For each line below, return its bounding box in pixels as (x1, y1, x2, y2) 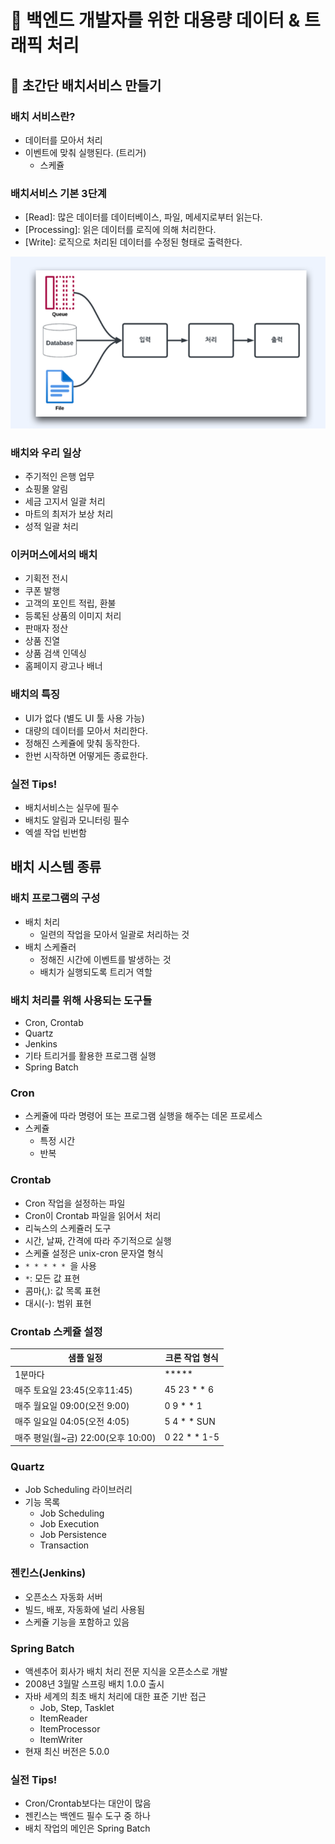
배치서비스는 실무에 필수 (24, 802, 120, 814)
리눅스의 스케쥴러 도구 (24, 1222, 112, 1234)
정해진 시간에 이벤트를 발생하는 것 (39, 953, 172, 965)
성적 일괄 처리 (24, 521, 79, 533)
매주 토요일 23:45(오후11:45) (14, 1384, 133, 1396)
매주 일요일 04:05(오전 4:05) (14, 1416, 130, 1428)
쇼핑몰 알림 (24, 483, 69, 495)
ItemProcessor (39, 1723, 101, 1735)
